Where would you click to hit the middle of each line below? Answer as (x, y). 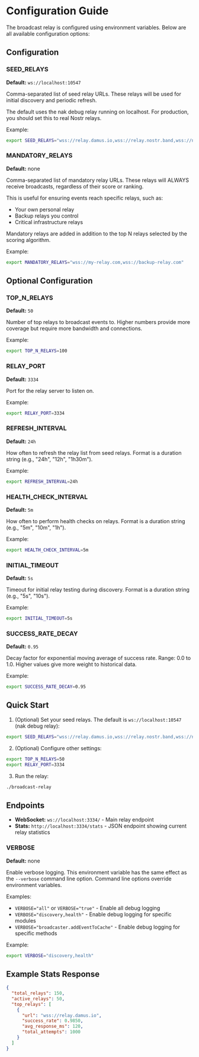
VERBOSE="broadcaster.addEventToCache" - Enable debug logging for (97, 927)
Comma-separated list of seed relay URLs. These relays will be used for (94, 94)
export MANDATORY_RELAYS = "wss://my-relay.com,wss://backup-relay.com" (95, 262)
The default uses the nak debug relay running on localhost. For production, (97, 112)
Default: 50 (20, 311)
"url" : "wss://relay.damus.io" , (62, 1015)
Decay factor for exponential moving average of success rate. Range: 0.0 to (99, 658)
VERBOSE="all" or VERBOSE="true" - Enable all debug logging (87, 908)
